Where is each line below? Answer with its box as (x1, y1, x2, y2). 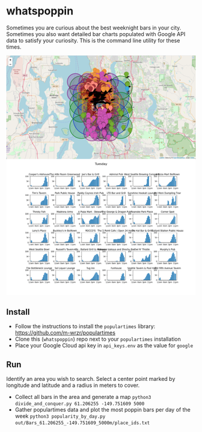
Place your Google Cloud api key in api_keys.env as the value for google (14, 342, 194, 349)
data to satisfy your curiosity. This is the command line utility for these (6, 37, 180, 44)
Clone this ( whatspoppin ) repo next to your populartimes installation (14, 335, 182, 343)
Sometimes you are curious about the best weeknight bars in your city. (6, 24, 182, 31)
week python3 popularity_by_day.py (14, 412, 106, 419)
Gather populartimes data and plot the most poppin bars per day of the (14, 406, 191, 413)
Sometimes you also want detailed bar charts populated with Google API (6, 30, 186, 37)
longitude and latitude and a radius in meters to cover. (6, 382, 140, 389)
